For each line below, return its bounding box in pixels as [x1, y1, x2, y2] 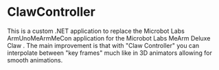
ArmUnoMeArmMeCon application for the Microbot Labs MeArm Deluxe [7, 34, 211, 42]
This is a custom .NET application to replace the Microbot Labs [7, 27, 185, 35]
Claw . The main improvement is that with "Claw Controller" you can [7, 41, 200, 49]
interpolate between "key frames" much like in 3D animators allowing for [7, 49, 213, 57]
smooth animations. [7, 56, 63, 64]
